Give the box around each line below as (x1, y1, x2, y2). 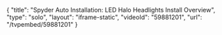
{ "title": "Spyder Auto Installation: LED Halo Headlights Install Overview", (6, 6, 216, 14)
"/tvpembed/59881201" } (6, 21, 78, 28)
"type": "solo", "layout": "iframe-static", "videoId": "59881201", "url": (6, 13, 203, 21)
